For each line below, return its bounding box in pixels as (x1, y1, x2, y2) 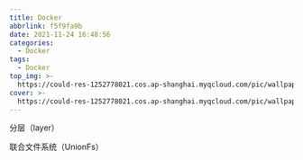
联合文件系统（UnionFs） (9, 141, 104, 153)
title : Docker (9, 13, 63, 22)
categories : (9, 38, 54, 48)
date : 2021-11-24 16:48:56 (9, 30, 111, 39)
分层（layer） (9, 122, 60, 133)
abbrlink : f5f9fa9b (9, 22, 83, 31)
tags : (9, 55, 30, 64)
